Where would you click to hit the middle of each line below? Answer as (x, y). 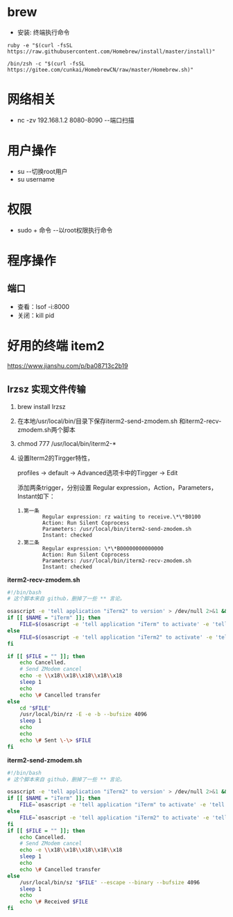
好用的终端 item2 (56, 346)
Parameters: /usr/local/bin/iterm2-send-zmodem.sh (117, 529)
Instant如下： (36, 496)
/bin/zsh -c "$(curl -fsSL (46, 63)
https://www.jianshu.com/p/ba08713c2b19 (68, 365)
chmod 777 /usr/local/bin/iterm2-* (67, 443)
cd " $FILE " (35, 708)
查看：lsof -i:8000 (43, 306)
